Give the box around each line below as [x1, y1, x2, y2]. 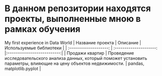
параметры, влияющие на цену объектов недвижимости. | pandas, [4, 60, 144, 66]
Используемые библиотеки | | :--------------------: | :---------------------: [4, 45, 158, 51]
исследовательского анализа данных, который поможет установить [4, 55, 147, 61]
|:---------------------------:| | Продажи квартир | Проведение [4, 50, 134, 56]
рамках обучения [4, 24, 81, 35]
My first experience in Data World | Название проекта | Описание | [4, 39, 142, 45]
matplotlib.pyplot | [4, 65, 41, 71]
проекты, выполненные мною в [4, 13, 141, 24]
